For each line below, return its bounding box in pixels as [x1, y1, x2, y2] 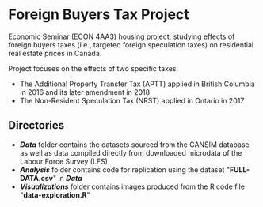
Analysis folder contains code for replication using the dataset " [19, 164, 231, 175]
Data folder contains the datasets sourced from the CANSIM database [19, 140, 250, 149]
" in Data [52, 173, 83, 183]
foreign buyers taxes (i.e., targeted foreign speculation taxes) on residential [8, 40, 254, 49]
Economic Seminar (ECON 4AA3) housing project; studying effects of [8, 32, 235, 41]
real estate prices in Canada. [8, 48, 102, 58]
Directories [8, 119, 65, 132]
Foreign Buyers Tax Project [8, 6, 190, 24]
